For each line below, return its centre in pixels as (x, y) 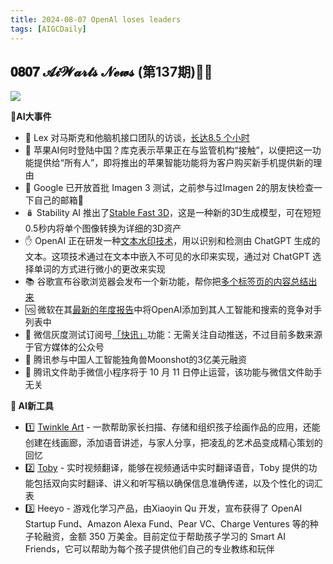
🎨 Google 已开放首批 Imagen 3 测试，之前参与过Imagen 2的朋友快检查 (169, 188)
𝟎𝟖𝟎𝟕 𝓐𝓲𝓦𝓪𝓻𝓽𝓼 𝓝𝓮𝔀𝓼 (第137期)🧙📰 (111, 71)
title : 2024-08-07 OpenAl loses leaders (96, 19)
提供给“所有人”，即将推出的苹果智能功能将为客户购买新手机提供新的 (173, 163)
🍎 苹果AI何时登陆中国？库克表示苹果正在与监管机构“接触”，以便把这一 (168, 150)
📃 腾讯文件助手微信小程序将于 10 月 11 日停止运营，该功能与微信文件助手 (173, 372)
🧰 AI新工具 (32, 406)
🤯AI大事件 (31, 117)
